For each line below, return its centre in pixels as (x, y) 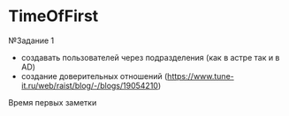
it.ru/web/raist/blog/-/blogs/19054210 (89, 85)
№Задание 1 (31, 40)
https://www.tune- (201, 76)
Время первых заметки (53, 102)
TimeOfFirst (53, 16)
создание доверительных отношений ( (94, 76)
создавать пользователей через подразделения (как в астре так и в (150, 57)
